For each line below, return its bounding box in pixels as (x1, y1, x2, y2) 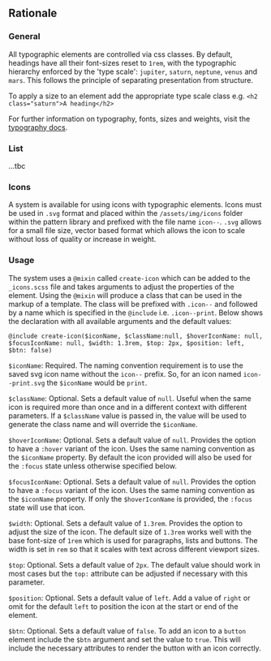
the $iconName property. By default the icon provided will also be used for (8, 452, 252, 462)
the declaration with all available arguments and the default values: (8, 316, 232, 326)
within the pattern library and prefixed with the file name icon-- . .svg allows (8, 217, 262, 227)
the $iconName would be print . (46, 378, 148, 387)
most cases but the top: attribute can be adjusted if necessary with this (8, 568, 248, 578)
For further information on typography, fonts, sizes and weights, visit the (8, 114, 251, 123)
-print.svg (8, 379, 45, 387)
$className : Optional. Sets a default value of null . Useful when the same (8, 393, 252, 403)
